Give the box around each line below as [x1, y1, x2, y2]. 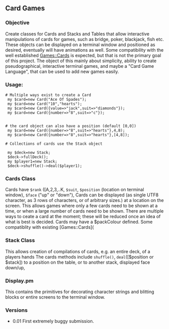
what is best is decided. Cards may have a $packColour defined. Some [5, 219, 153, 225]
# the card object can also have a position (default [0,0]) [5, 124, 137, 129]
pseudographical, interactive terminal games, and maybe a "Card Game [5, 63, 154, 69]
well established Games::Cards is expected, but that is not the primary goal [5, 52, 161, 58]
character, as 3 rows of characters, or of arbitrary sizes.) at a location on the [5, 197, 164, 203]
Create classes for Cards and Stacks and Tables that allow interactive [5, 30, 150, 37]
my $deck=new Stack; [7, 150, 51, 155]
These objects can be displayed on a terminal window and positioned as [5, 42, 155, 48]
